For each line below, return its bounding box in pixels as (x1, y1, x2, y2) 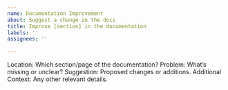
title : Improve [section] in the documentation (7, 23, 147, 30)
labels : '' (7, 29, 39, 36)
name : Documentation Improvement (7, 10, 104, 17)
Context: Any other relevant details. (7, 75, 108, 83)
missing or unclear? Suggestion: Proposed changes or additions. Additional (7, 68, 222, 76)
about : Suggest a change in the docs (7, 16, 116, 23)
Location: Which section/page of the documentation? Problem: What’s (7, 60, 207, 69)
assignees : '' (7, 36, 48, 43)
